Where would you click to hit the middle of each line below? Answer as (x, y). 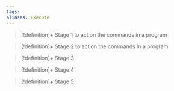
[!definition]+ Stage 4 (48, 69)
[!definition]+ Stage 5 (47, 81)
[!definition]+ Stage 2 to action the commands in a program (95, 46)
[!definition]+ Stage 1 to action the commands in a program (94, 34)
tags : (13, 12)
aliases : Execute (28, 17)
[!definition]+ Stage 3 (47, 58)
